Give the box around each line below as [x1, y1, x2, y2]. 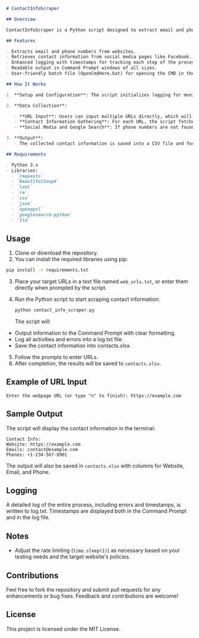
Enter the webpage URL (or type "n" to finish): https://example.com [6, 392, 182, 399]
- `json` [11, 201, 33, 207]
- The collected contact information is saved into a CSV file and [14, 141, 184, 147]
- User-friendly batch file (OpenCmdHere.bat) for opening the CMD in [6, 71, 184, 77]
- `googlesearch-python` [11, 211, 73, 218]
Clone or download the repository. [14, 249, 99, 256]
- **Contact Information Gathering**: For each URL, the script [14, 119, 176, 125]
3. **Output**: [6, 135, 44, 141]
